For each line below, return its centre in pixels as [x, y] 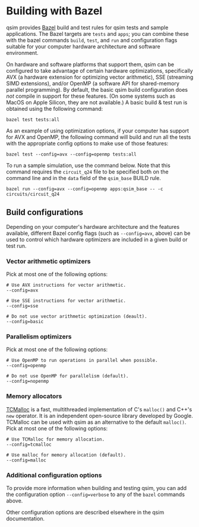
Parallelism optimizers [39, 336]
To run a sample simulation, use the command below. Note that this [88, 165]
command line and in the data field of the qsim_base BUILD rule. [84, 178]
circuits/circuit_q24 [33, 194]
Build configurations [45, 213]
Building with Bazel [54, 11]
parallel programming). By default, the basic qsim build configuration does [97, 89]
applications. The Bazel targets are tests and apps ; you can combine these [97, 33]
